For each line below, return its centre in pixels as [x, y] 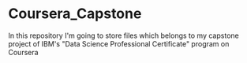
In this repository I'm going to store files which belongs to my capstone [123, 35]
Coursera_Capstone [75, 14]
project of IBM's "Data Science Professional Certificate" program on [119, 43]
